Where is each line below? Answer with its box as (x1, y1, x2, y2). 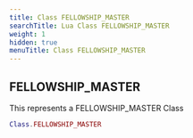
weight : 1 (9, 29, 46, 38)
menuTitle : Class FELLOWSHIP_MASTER (9, 46, 146, 55)
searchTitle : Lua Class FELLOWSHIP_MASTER (9, 21, 170, 30)
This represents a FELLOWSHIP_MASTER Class (9, 102, 184, 113)
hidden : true (9, 37, 58, 47)
